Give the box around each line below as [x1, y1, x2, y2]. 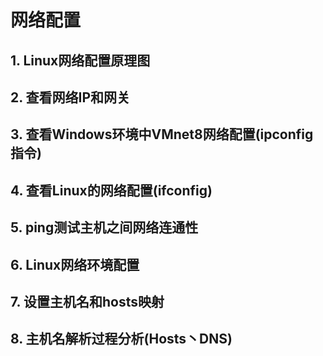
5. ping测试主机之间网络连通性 [10, 219, 199, 236]
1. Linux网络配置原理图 [10, 52, 151, 69]
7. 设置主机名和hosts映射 [10, 293, 165, 310]
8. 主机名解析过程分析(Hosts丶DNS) [10, 331, 233, 348]
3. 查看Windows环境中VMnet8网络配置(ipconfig [10, 126, 314, 143]
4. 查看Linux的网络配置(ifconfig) [10, 182, 213, 199]
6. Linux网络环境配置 [10, 256, 140, 273]
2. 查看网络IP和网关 [10, 89, 131, 106]
